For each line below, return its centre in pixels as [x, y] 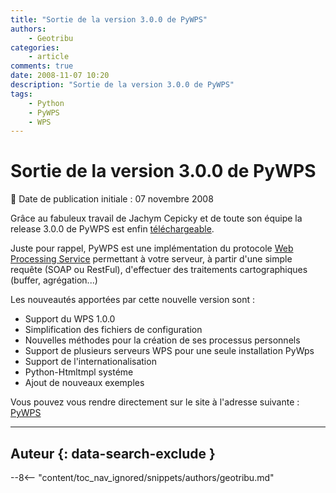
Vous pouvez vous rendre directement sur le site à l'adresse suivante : [155, 402]
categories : [35, 47]
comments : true [42, 66]
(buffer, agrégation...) [54, 280]
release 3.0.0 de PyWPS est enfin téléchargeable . [112, 229]
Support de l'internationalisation [90, 362]
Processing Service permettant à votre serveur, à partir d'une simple [151, 259]
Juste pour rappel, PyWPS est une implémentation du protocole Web [152, 248]
